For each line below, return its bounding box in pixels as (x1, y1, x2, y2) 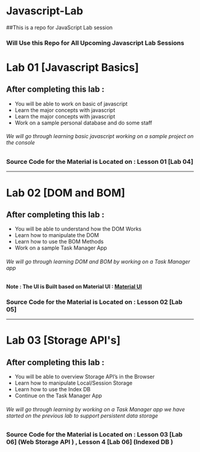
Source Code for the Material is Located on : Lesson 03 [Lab (6, 431, 183, 439)
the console (6, 139, 35, 146)
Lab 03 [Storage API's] (6, 333, 121, 347)
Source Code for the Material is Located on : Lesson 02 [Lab (6, 298, 183, 306)
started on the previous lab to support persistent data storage (6, 412, 158, 419)
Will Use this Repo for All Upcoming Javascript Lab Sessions (6, 39, 185, 47)
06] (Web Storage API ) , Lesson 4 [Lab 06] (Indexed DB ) (6, 438, 174, 446)
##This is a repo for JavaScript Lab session (6, 24, 113, 31)
